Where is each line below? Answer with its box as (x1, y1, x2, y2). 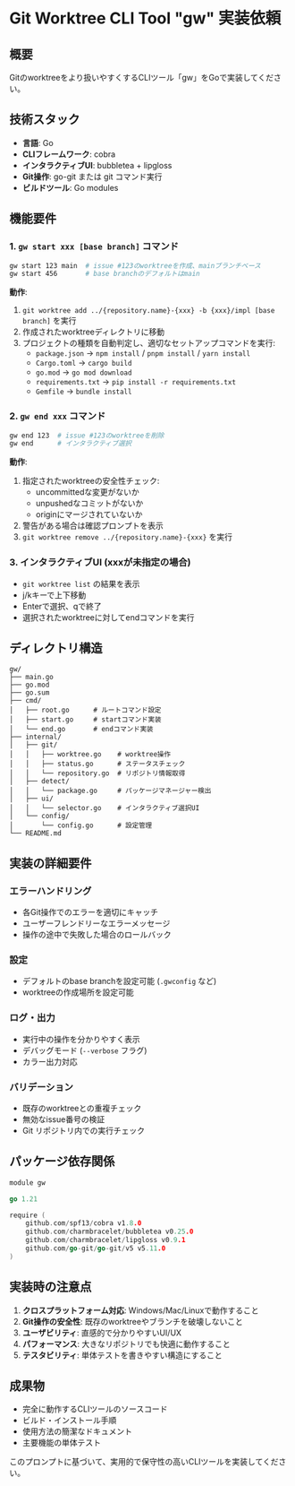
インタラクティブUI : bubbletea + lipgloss (21, 160, 173, 170)
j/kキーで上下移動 (21, 589, 87, 600)
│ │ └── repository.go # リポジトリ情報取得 (9, 769, 186, 778)
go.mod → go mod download (35, 367, 132, 377)
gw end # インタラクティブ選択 (9, 439, 132, 448)
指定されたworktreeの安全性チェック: (21, 476, 160, 487)
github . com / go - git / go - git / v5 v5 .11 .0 (25, 1244, 166, 1253)
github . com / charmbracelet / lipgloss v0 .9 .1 (25, 1236, 186, 1245)
